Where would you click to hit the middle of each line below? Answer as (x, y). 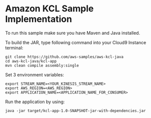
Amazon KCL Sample (49, 9)
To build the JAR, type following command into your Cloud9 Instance (76, 42)
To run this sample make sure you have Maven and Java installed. (73, 33)
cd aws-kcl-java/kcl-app (31, 61)
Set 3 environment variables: (35, 74)
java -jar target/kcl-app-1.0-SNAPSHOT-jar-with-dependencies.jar (75, 111)
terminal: (14, 48)
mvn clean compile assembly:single (42, 65)
